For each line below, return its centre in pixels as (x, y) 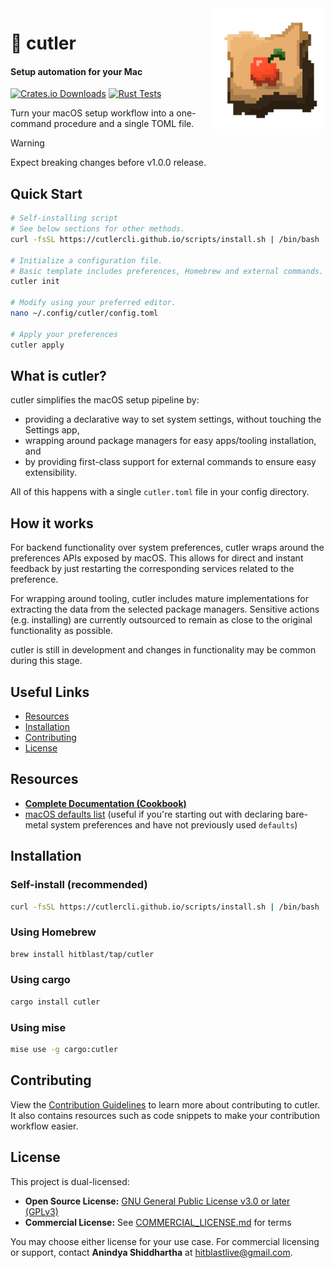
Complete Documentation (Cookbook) (105, 803)
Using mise (38, 1027)
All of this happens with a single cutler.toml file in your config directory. (160, 492)
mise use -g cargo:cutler (64, 1050)
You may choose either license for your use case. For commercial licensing (165, 1241)
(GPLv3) (41, 1211)
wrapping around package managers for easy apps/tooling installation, (170, 441)
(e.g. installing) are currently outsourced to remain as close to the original (161, 620)
